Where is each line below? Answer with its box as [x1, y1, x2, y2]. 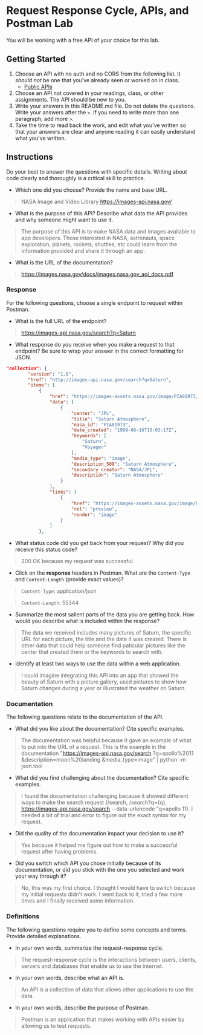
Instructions [6, 152, 53, 162]
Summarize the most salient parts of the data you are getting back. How [14, 611, 195, 618]
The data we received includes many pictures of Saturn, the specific [21, 629, 192, 636]
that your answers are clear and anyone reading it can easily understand [14, 128, 196, 135]
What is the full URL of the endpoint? [14, 317, 107, 324]
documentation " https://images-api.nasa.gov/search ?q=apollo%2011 [21, 749, 194, 757]
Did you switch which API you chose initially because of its [14, 860, 161, 867]
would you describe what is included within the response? [14, 618, 160, 625]
